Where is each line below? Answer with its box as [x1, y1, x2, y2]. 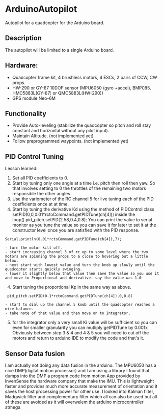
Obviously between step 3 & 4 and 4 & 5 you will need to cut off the [12, 330, 149, 336]
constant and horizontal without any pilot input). [12, 128, 109, 134]
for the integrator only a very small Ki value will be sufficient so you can [12, 320, 157, 326]
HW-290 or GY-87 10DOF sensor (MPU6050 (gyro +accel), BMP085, [12, 85, 151, 90]
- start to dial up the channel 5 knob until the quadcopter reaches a [5, 302, 155, 307]
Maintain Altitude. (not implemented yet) [12, 133, 94, 139]
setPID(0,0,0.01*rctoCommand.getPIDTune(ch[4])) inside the [12, 211, 135, 217]
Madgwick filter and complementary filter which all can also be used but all [5, 394, 157, 399]
